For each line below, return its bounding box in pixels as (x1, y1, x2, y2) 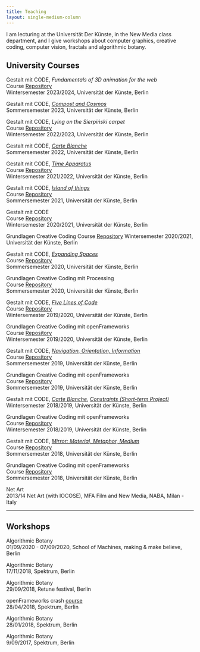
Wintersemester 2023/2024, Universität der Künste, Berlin (6, 89, 149, 96)
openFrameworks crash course (6, 597, 83, 604)
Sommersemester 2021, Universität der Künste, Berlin (6, 197, 138, 204)
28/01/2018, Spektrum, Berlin (6, 621, 77, 628)
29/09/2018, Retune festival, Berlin (6, 585, 91, 593)
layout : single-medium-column (6, 14, 82, 20)
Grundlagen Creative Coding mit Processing (6, 275, 114, 282)
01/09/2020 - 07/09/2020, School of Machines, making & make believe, (6, 544, 183, 551)
